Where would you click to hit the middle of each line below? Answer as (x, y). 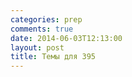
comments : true (42, 29)
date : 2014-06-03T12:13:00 (66, 38)
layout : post (37, 47)
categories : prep (46, 19)
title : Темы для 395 (53, 57)
